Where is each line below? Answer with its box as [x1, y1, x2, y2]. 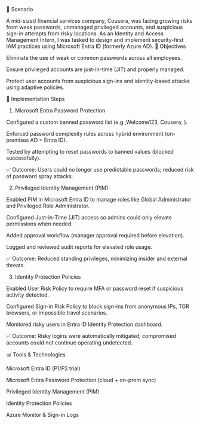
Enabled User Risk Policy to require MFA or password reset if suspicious [6, 285, 184, 292]
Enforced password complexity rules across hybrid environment [6, 130, 164, 137]
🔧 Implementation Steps [6, 96, 65, 102]
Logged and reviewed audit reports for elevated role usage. [6, 243, 152, 251]
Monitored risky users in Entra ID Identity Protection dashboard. [6, 321, 163, 328]
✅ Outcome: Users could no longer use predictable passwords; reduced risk [6, 166, 194, 173]
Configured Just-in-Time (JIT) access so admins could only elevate [6, 214, 172, 221]
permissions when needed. [6, 220, 73, 227]
